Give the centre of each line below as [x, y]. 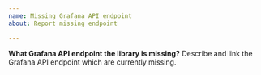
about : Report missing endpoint [63, 23]
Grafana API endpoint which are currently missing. [92, 62]
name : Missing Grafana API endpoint [70, 16]
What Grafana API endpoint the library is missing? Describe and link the [130, 53]
